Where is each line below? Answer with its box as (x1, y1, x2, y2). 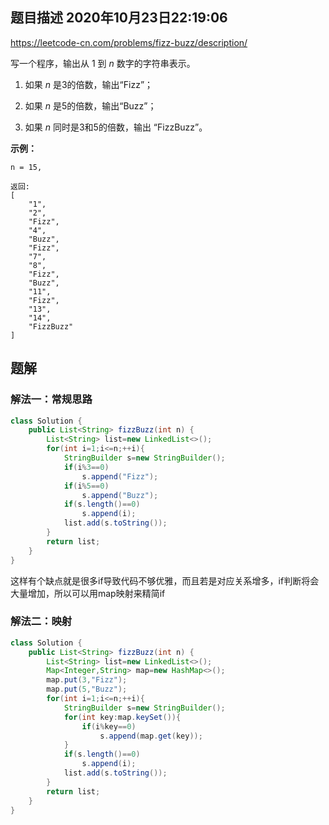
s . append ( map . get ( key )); (99, 731, 203, 741)
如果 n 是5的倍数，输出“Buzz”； (24, 99, 157, 112)
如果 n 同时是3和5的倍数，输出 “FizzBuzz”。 (24, 121, 208, 133)
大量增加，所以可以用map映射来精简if (10, 587, 166, 599)
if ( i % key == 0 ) (81, 721, 137, 732)
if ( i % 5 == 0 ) (63, 481, 110, 491)
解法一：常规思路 (10, 393, 93, 407)
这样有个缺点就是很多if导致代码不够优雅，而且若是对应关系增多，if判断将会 (10, 574, 320, 587)
